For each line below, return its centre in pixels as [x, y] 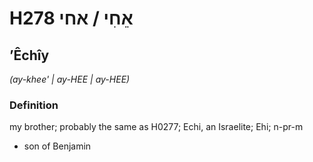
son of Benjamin [57, 146]
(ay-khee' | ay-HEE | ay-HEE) [70, 79]
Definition [34, 105]
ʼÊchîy [29, 55]
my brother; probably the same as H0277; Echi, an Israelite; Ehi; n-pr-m [156, 127]
